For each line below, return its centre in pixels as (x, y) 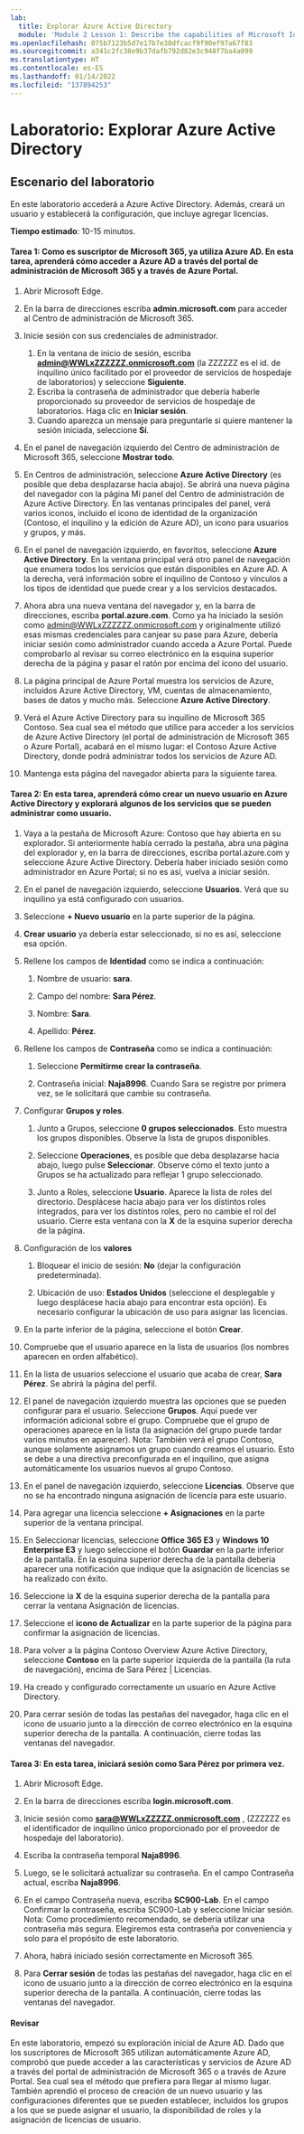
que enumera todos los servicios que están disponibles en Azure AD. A (155, 569)
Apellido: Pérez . (66, 1031)
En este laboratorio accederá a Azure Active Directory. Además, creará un (147, 203)
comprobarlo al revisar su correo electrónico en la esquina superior (148, 653)
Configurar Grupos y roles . (74, 1111)
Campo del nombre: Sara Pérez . (97, 996)
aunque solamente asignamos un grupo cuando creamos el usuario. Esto (159, 1449)
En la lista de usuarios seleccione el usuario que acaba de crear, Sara (152, 1374)
